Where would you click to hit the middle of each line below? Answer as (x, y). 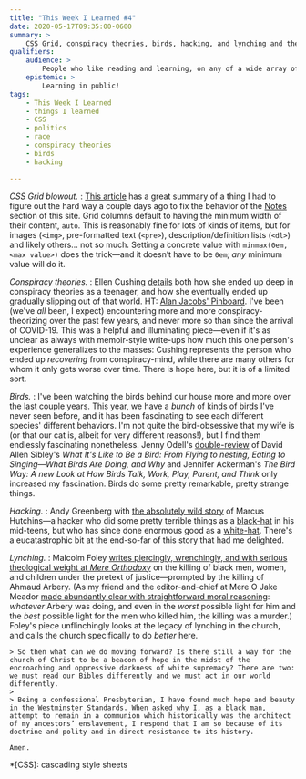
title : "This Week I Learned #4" (73, 18)
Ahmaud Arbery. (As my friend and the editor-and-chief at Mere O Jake (143, 587)
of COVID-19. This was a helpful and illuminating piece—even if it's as (140, 330)
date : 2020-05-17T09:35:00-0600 (71, 26)
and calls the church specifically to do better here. (104, 635)
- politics (46, 129)
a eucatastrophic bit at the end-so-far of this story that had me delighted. (147, 540)
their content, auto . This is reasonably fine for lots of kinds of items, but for (150, 225)
